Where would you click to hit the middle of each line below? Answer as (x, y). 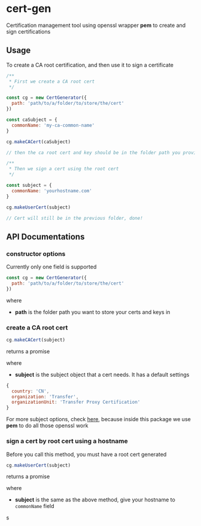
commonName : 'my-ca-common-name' (53, 125)
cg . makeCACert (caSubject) (38, 142)
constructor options (36, 253)
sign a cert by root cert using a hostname (67, 441)
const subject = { (29, 185)
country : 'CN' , (31, 391)
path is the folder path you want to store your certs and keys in (92, 312)
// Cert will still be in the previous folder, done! (75, 218)
